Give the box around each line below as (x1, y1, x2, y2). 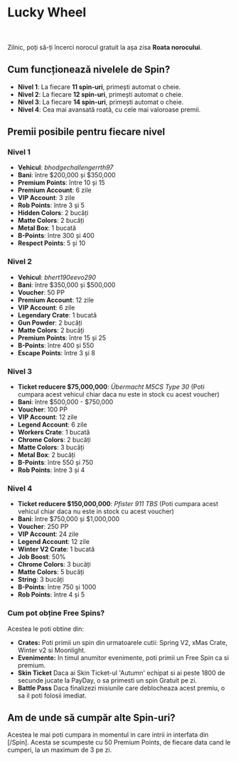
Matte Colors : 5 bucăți (17, 567, 85, 577)
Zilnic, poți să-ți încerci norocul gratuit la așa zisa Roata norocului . (7, 43, 202, 51)
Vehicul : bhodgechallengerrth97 (17, 163, 114, 172)
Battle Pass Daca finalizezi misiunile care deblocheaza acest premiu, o (17, 683, 225, 692)
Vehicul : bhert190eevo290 (17, 273, 97, 281)
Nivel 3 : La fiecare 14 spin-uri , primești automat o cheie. (17, 98, 184, 106)
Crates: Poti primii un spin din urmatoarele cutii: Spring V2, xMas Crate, (17, 638, 228, 646)
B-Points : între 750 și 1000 (17, 583, 97, 592)
